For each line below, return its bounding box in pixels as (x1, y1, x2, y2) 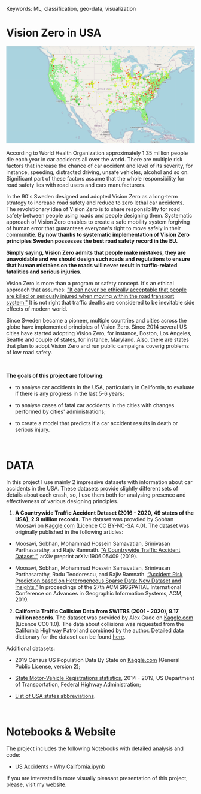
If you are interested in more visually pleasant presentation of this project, (6, 774, 188, 781)
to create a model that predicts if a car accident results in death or (14, 419, 178, 426)
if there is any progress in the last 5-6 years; (14, 390, 124, 397)
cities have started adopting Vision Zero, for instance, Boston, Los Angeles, (6, 329, 192, 336)
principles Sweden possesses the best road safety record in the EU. (6, 237, 178, 245)
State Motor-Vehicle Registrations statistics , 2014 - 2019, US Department (14, 674, 194, 681)
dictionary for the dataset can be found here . (14, 633, 126, 640)
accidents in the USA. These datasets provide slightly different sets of (6, 485, 178, 492)
